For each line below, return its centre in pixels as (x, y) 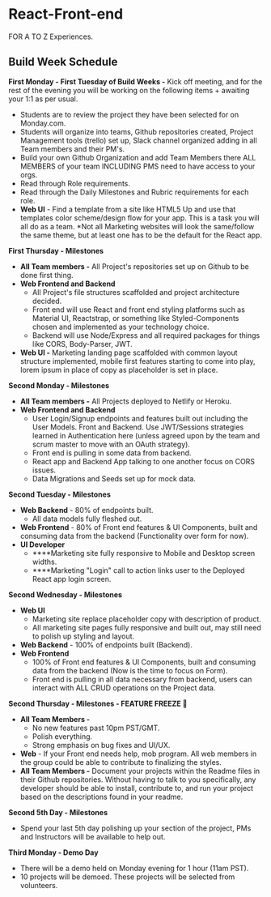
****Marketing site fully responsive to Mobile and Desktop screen (144, 553)
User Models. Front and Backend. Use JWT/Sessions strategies (138, 427)
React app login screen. (72, 579)
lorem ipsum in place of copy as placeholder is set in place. (119, 369)
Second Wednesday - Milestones (66, 594)
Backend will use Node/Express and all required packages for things (146, 335)
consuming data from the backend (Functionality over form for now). (134, 536)
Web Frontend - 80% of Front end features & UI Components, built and (139, 527)
